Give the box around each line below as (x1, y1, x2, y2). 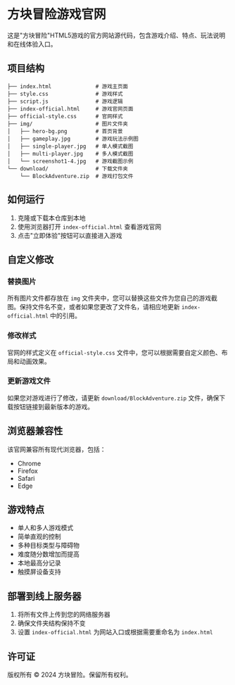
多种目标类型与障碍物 (17, 541, 80, 550)
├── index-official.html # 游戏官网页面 (7, 105, 134, 113)
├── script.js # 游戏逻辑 (7, 98, 123, 105)
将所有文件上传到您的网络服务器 (17, 610, 110, 619)
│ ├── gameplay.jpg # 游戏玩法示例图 (7, 135, 139, 142)
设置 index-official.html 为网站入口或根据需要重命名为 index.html (17, 628, 213, 636)
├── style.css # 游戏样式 (7, 90, 123, 97)
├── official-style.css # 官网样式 (7, 113, 123, 120)
